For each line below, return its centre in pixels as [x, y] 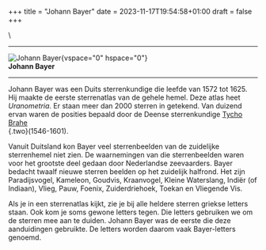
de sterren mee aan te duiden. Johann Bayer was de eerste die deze [120, 220]
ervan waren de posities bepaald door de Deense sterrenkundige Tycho [125, 114]
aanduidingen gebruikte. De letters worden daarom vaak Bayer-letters [122, 229]
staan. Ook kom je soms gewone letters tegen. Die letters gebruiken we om [131, 212]
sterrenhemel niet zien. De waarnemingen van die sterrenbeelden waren [126, 155]
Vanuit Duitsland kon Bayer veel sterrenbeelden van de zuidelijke [114, 146]
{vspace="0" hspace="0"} [104, 58]
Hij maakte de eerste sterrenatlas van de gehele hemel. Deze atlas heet [124, 97]
